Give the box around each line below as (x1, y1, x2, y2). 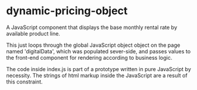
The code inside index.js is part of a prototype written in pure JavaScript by (6, 65, 192, 72)
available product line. (6, 30, 61, 37)
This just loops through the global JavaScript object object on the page (6, 41, 180, 49)
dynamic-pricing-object (6, 4, 128, 18)
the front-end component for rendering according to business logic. (6, 54, 173, 61)
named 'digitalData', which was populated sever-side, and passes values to (6, 47, 191, 54)
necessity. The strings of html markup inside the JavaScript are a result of (6, 72, 187, 79)
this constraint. (6, 78, 43, 85)
